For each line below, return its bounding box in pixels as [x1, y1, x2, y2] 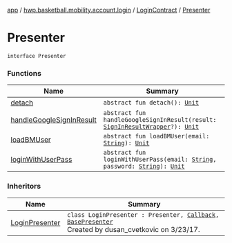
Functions [7, 68, 41, 78]
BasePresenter [66, 218, 114, 226]
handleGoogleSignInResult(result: [103, 116, 217, 124]
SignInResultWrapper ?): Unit [103, 123, 199, 131]
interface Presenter [7, 52, 67, 59]
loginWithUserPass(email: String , [103, 156, 217, 164]
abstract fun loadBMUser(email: [103, 132, 210, 140]
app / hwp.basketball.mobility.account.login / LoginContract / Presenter [7, 6, 211, 14]
